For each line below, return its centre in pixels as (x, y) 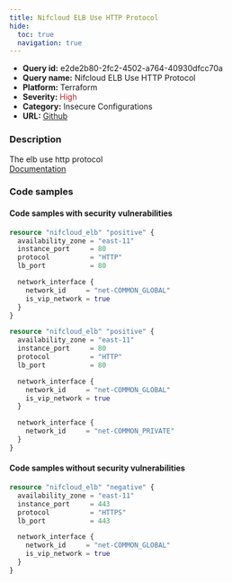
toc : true (36, 34)
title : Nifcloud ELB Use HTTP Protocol (84, 18)
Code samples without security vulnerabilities (98, 468)
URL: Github (45, 116)
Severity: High (50, 97)
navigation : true (50, 43)
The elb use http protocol (56, 159)
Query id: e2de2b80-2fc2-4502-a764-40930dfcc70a (122, 68)
